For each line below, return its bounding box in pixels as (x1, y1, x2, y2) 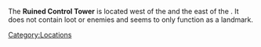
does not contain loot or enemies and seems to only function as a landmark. (8, 15, 253, 24)
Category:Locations (8, 31, 72, 39)
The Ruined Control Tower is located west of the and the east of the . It (8, 7, 239, 16)
